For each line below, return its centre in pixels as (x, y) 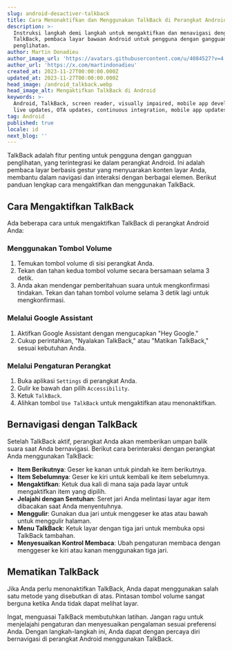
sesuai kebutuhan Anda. (51, 348)
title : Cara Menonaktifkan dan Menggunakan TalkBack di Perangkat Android (117, 20)
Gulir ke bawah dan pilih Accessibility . (73, 388)
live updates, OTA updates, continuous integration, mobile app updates (120, 110)
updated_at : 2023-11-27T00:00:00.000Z (63, 78)
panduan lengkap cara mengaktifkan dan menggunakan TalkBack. (101, 185)
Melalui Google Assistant (50, 318)
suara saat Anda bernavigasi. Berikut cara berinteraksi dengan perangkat (111, 448)
